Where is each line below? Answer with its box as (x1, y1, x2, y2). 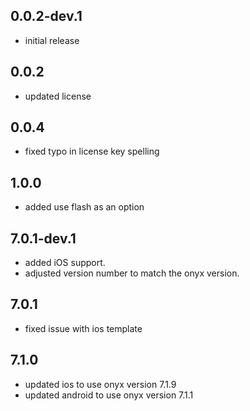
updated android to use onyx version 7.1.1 (24, 389, 194, 401)
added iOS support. (24, 257, 106, 269)
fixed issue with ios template (24, 322, 143, 334)
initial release (24, 34, 80, 46)
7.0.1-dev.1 (10, 230, 77, 247)
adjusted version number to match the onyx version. (24, 267, 240, 279)
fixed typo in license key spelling (24, 145, 160, 158)
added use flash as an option (24, 201, 145, 213)
